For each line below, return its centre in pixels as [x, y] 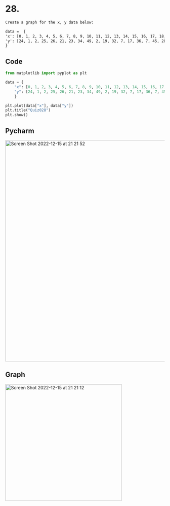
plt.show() [17, 115]
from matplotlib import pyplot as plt [46, 73]
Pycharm [20, 131]
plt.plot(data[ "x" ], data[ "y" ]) [39, 105]
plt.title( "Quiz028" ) [28, 110]
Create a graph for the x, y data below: [50, 22]
